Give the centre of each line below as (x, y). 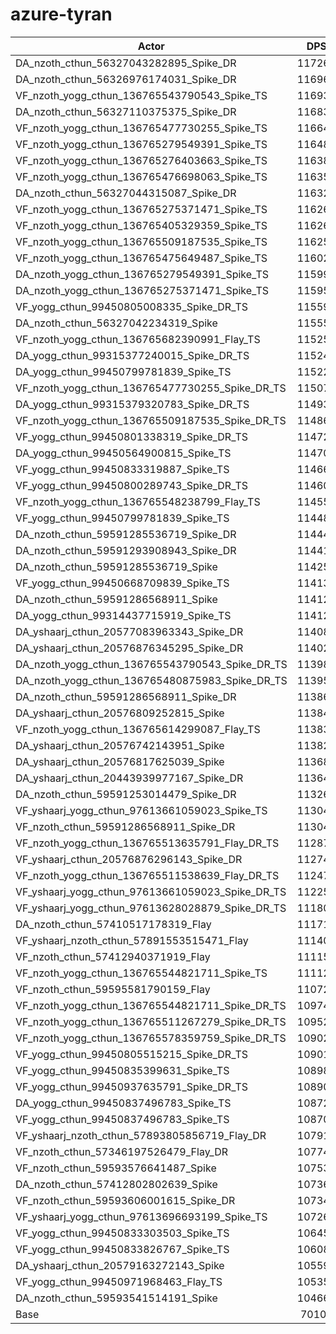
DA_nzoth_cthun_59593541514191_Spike (116, 1298)
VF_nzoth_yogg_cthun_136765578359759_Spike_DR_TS (151, 1038)
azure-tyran (61, 14)
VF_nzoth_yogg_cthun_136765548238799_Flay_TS (138, 501)
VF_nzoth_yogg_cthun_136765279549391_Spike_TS (141, 144)
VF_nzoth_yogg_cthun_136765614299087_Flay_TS (138, 729)
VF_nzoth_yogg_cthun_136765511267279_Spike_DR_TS (151, 1021)
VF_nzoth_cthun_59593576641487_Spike (116, 1168)
